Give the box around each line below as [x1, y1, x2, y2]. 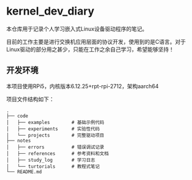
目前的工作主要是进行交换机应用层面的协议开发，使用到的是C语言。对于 [6, 38, 187, 45]
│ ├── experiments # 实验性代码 [6, 126, 100, 132]
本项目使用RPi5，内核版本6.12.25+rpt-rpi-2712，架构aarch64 [6, 82, 159, 89]
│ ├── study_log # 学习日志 [6, 157, 95, 163]
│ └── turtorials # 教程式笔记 [6, 163, 100, 170]
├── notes [6, 137, 32, 144]
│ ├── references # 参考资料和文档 [6, 150, 109, 156]
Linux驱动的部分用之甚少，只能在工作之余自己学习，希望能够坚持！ [6, 46, 174, 53]
